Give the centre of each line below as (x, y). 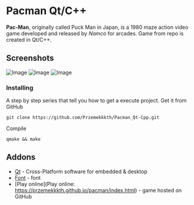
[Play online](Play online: (45, 184)
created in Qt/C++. (29, 39)
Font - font (28, 177)
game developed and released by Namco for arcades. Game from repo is (95, 33)
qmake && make (24, 140)
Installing (20, 88)
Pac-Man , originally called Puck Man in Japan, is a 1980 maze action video (97, 27)
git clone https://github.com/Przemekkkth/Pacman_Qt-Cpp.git (83, 118)
